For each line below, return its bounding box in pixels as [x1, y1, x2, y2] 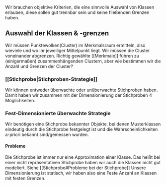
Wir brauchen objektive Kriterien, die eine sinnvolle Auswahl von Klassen [5, 4, 155, 10]
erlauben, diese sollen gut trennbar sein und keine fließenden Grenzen [5, 9, 150, 15]
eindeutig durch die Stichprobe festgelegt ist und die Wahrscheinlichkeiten [5, 126, 158, 132]
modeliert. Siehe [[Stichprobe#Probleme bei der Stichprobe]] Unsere [5, 165, 146, 171]
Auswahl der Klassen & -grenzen [5, 29, 109, 38]
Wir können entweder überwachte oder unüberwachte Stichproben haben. [5, 87, 158, 93]
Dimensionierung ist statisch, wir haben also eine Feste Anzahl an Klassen [5, 170, 157, 176]
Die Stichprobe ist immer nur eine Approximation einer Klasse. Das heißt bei [5, 154, 161, 160]
